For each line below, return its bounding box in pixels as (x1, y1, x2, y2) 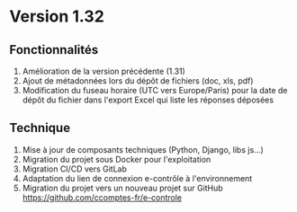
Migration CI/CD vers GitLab (22, 163, 128, 174)
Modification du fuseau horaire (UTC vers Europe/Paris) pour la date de (22, 85, 288, 95)
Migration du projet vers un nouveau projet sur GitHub (22, 182, 223, 193)
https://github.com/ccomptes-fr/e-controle (22, 191, 183, 203)
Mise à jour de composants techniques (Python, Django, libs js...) (22, 144, 264, 155)
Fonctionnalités (9, 42, 99, 57)
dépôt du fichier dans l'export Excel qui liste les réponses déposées (22, 94, 274, 105)
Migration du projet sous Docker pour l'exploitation (22, 154, 211, 164)
